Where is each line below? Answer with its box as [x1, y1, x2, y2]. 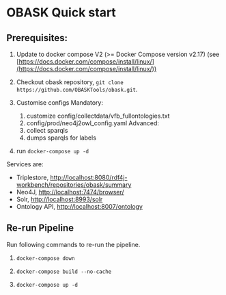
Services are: [6, 160, 44, 168]
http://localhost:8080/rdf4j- [50, 173, 128, 181]
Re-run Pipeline [6, 222, 74, 234]
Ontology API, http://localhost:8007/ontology [16, 203, 143, 210]
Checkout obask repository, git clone [16, 78, 124, 86]
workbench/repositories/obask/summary [16, 181, 132, 189]
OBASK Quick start [6, 5, 117, 21]
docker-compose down [16, 255, 75, 261]
